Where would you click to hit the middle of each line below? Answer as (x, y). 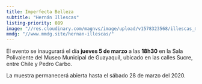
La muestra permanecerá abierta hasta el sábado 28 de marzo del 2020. (96, 76)
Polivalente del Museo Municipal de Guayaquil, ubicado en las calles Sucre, (99, 58)
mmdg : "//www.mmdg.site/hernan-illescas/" (60, 34)
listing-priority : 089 (35, 23)
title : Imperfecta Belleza (40, 12)
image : (14, 28)
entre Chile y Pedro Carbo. (39, 64)
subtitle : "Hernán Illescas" (43, 17)
